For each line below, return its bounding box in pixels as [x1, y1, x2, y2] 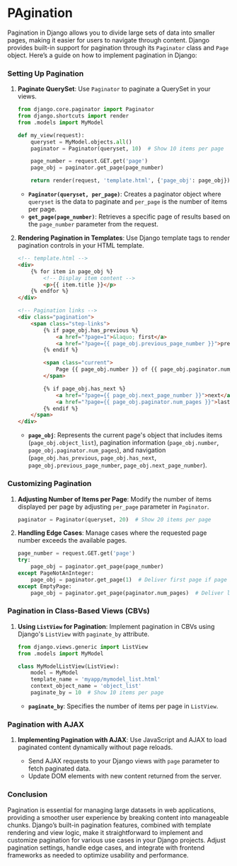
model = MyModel [30, 669, 79, 676]
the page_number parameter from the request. [28, 220, 159, 229]
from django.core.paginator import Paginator [17, 106, 154, 113]
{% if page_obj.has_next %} [43, 385, 126, 392]
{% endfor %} [30, 288, 69, 295]
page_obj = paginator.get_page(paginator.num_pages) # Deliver [30, 589, 224, 596]
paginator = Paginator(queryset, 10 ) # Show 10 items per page [30, 145, 224, 152]
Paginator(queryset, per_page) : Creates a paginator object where [28, 190, 221, 199]
